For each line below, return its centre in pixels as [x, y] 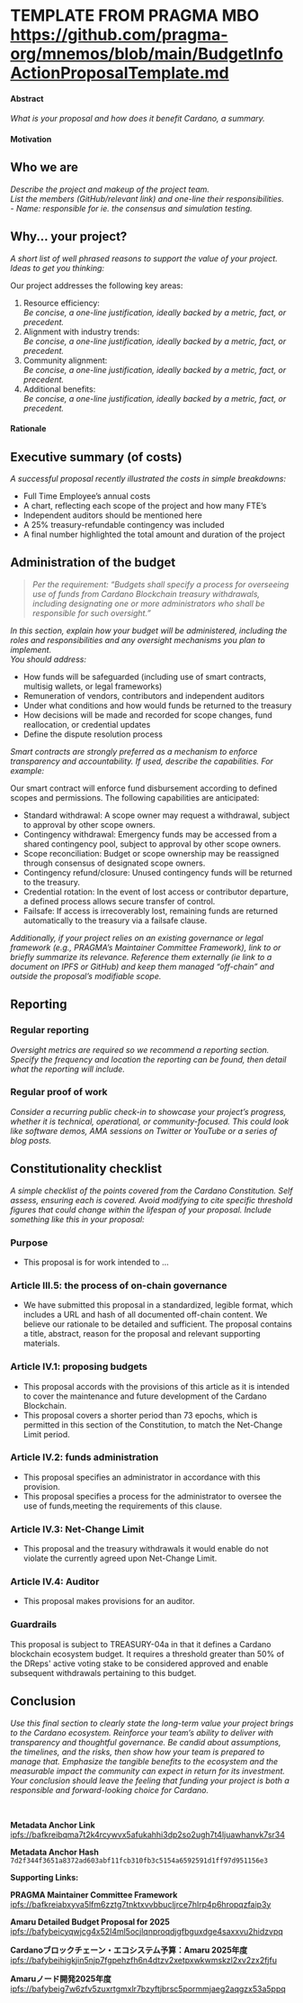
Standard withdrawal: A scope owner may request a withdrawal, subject [156, 815]
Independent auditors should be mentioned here [113, 515]
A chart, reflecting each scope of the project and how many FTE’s [145, 506]
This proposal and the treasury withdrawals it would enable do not [146, 1549]
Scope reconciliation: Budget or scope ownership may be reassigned [151, 853]
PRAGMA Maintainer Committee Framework [94, 1894]
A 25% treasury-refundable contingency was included [124, 525]
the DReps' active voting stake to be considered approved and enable [139, 1663]
